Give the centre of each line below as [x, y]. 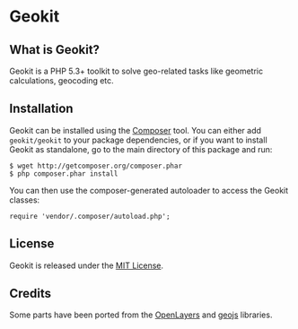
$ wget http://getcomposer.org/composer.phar [96, 166]
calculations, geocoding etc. [61, 81]
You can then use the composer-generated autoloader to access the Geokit [149, 190]
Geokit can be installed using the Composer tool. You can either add [136, 130]
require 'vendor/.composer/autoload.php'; [90, 216]
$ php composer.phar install [64, 173]
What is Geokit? [55, 50]
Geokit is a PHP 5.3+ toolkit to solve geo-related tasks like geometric [136, 71]
